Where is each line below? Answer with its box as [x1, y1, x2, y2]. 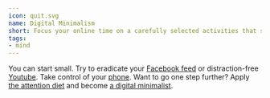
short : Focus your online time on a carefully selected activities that [8, 27, 257, 35]
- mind [8, 42, 31, 50]
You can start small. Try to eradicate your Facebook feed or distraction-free [8, 63, 259, 73]
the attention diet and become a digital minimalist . [8, 81, 174, 91]
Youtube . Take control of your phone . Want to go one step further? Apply [8, 72, 250, 82]
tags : [8, 34, 27, 43]
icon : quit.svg [8, 11, 59, 20]
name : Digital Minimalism [8, 19, 95, 27]
